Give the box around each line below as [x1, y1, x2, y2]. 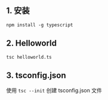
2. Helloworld [6, 38, 57, 49]
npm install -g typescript [6, 22, 73, 28]
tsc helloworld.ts [6, 54, 52, 60]
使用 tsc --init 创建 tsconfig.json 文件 [6, 87, 103, 94]
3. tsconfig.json [6, 71, 66, 81]
